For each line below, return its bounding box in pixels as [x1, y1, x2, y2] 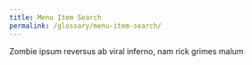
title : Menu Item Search [9, 12, 102, 22]
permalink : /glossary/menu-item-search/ [9, 21, 163, 30]
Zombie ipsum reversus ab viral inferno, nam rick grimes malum [9, 45, 244, 56]
